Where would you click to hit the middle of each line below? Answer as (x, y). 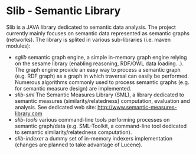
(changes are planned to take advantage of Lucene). (79, 145)
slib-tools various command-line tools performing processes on (92, 119)
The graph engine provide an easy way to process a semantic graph (98, 69)
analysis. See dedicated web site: (55, 107)
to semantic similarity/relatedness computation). (73, 132)
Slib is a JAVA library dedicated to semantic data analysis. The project (91, 27)
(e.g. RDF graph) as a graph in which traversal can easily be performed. (102, 76)
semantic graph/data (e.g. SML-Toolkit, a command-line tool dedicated (101, 126)
